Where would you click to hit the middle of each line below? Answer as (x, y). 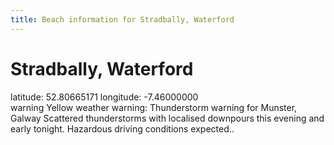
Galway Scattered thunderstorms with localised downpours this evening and (167, 118)
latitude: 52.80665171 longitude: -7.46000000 (104, 97)
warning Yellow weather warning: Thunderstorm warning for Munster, (154, 107)
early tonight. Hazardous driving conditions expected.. (122, 128)
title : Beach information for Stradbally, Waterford (122, 19)
